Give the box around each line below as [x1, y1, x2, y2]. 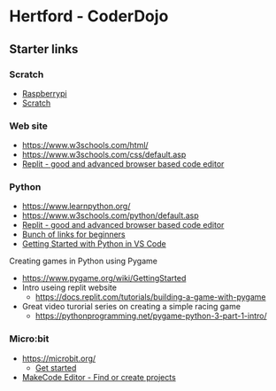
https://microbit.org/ [21, 353, 96, 364]
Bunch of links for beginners [21, 229, 126, 240]
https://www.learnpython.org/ [21, 201, 131, 212]
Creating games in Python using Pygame [9, 255, 157, 267]
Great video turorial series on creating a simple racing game [21, 301, 241, 312]
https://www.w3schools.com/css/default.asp [21, 149, 187, 160]
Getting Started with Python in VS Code [21, 239, 166, 249]
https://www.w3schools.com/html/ [21, 140, 149, 151]
